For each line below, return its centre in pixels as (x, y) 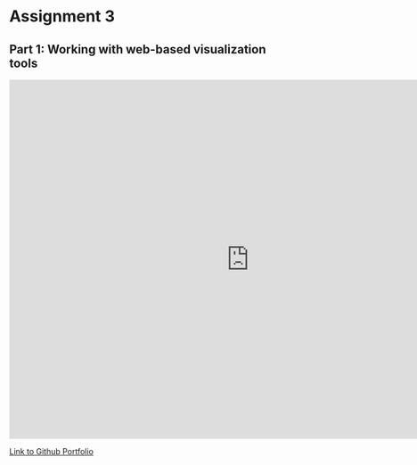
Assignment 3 (62, 16)
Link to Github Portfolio (51, 451)
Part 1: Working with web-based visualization (138, 49)
